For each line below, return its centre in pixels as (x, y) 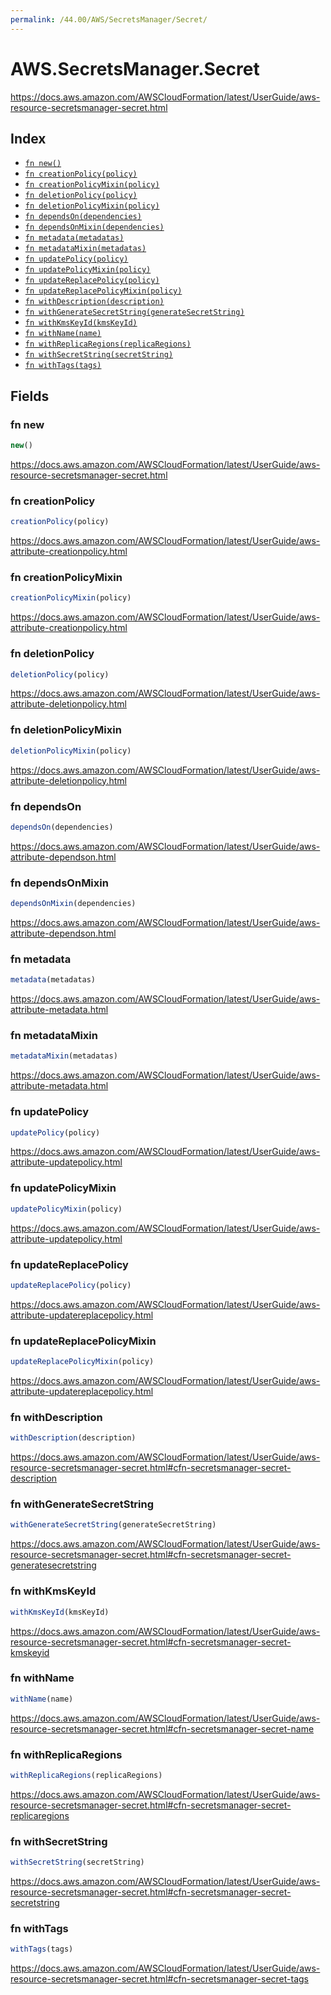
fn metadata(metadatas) (74, 238)
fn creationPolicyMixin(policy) (92, 185)
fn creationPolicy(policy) (81, 174)
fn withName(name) (63, 334)
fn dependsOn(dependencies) (83, 217)
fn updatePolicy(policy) (76, 259)
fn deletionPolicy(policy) (81, 196)
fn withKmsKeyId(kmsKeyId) (81, 323)
